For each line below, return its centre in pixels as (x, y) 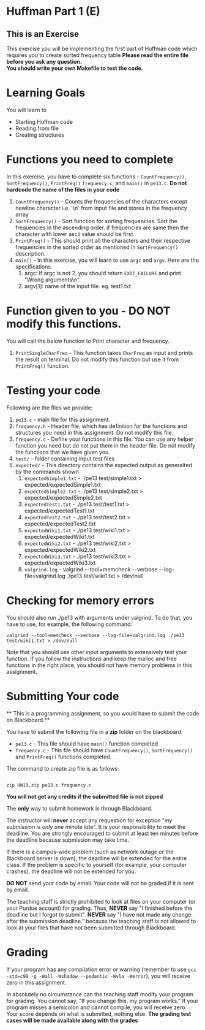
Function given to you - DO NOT (88, 311)
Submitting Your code (63, 696)
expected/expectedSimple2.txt (63, 497)
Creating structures (39, 135)
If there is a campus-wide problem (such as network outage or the (90, 852)
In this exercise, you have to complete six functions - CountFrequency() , (96, 177)
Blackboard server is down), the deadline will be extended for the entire (97, 858)
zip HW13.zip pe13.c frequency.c (49, 785)
